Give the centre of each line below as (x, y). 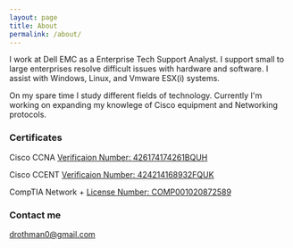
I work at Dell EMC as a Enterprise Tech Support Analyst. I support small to (146, 60)
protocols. (28, 115)
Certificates (36, 137)
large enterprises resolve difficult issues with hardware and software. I (139, 69)
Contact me (35, 215)
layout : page (33, 17)
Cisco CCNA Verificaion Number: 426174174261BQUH (109, 157)
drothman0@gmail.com (52, 234)
